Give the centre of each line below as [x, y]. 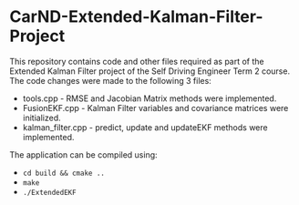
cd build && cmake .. [63, 173]
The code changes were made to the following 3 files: [110, 80]
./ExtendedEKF [49, 192]
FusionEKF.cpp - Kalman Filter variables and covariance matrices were [155, 108]
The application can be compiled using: [83, 154]
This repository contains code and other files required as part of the [137, 61]
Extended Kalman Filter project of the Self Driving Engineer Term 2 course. [149, 71]
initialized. [41, 118]
